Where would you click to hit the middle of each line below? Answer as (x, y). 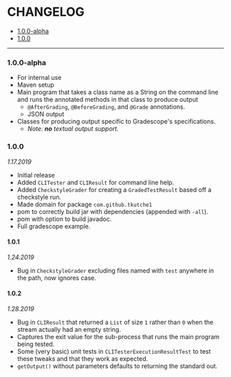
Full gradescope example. (54, 226)
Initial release (36, 175)
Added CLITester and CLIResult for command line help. (96, 182)
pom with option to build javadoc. (64, 219)
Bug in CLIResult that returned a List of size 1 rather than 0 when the (115, 322)
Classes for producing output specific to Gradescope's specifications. (116, 122)
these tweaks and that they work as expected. (82, 358)
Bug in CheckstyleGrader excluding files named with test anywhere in (115, 270)
